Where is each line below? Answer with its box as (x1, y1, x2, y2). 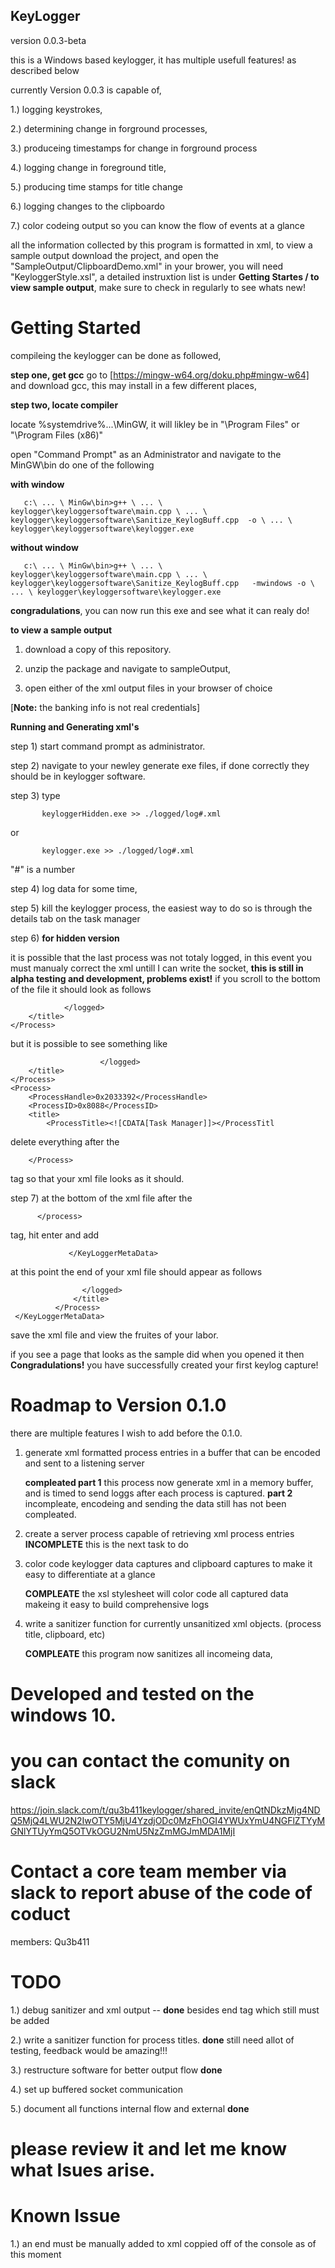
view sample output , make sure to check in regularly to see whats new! (10, 281, 307, 293)
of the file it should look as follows (10, 983, 152, 995)
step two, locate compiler (10, 399, 119, 411)
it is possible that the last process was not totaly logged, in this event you (10, 951, 313, 963)
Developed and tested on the (10, 1682, 255, 1705)
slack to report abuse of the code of (10, 1882, 313, 1904)
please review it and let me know (10, 2137, 288, 2160)
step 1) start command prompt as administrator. (10, 740, 206, 752)
